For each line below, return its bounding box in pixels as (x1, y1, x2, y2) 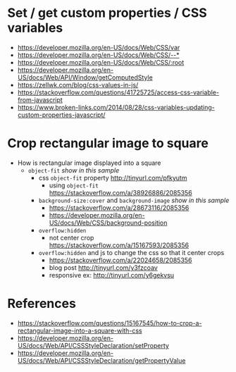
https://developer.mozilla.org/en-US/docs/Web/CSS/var (17, 43, 180, 51)
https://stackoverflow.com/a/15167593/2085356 (49, 241, 189, 249)
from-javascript (17, 95, 63, 104)
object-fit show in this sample (27, 166, 120, 174)
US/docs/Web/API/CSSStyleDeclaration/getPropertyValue (17, 356, 186, 364)
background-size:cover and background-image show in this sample (38, 196, 230, 204)
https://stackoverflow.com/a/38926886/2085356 (49, 188, 192, 197)
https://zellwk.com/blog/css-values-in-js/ (17, 80, 139, 89)
